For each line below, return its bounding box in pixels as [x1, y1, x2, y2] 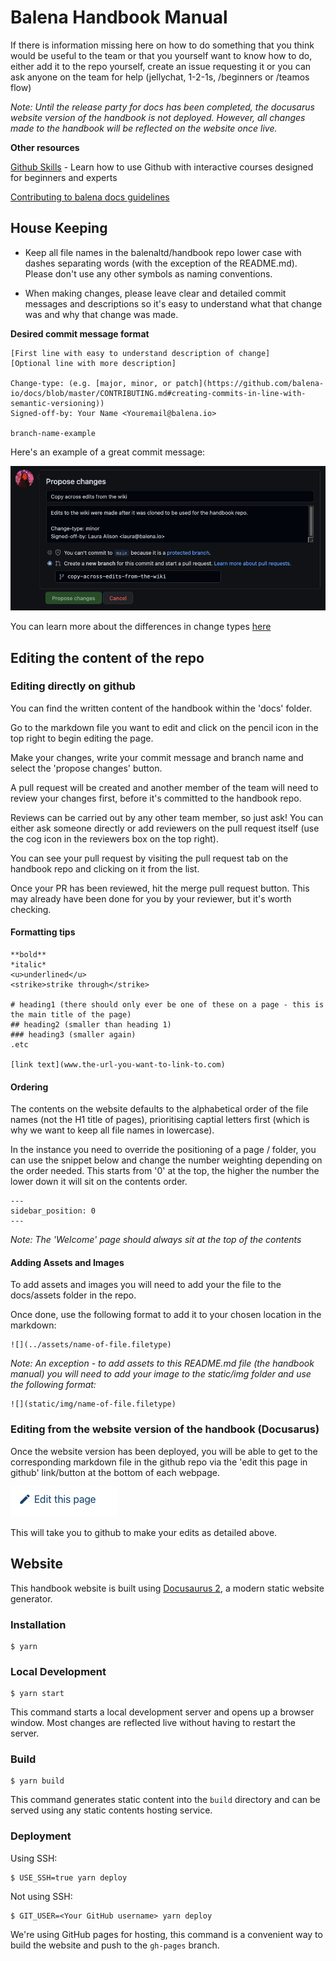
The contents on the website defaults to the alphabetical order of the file [10, 1103, 309, 1115]
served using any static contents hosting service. [10, 1804, 213, 1816]
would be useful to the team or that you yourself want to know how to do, [10, 49, 313, 61]
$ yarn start [10, 1689, 65, 1699]
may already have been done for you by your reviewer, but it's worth [10, 892, 292, 905]
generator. [10, 1592, 53, 1605]
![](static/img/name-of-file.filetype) [10, 1399, 177, 1410]
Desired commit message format [10, 327, 150, 340]
